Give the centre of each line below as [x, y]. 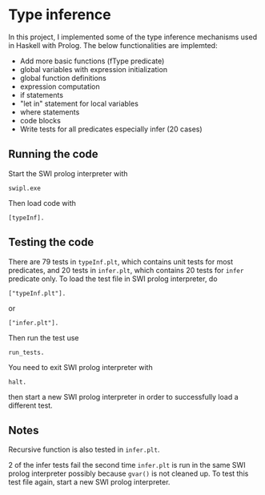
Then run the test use [44, 337]
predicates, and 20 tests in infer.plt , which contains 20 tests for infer [126, 270]
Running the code [53, 154]
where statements [50, 112]
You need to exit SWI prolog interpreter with [81, 367]
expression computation [60, 87]
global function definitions [63, 78]
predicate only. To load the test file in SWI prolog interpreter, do [113, 279]
